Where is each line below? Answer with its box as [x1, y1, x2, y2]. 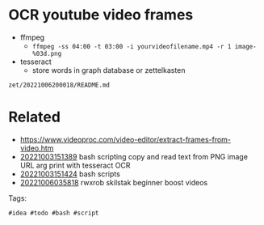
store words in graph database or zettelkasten [31, 65, 186, 74]
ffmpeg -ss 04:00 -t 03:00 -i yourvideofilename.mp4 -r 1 [31, 42, 232, 50]
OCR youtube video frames [8, 6, 194, 24]
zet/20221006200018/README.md [8, 81, 111, 89]
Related [8, 108, 61, 126]
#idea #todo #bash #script [8, 209, 99, 217]
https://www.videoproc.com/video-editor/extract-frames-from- [19, 134, 232, 144]
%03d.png [31, 49, 62, 57]
